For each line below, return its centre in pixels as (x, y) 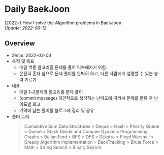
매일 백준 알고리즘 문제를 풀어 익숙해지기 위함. (63, 67)
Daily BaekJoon (37, 9)
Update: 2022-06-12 (26, 28)
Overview (20, 44)
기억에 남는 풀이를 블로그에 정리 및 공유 (57, 110)
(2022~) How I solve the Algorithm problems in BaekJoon (63, 23)
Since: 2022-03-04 (32, 55)
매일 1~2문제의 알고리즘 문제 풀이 (51, 92)
